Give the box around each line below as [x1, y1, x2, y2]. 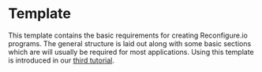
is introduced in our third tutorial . [8, 56, 114, 65]
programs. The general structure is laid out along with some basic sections [8, 38, 252, 48]
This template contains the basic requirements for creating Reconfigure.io [8, 31, 249, 40]
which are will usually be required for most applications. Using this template [8, 47, 254, 56]
